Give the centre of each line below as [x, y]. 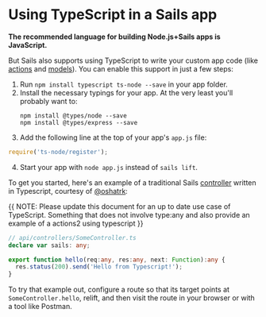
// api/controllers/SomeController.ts [72, 238]
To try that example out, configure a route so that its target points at [119, 290]
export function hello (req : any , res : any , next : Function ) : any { [117, 260]
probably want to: [48, 101]
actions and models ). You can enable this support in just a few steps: [121, 68]
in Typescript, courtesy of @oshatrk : [68, 191]
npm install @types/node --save [73, 116]
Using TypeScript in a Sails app [113, 15]
